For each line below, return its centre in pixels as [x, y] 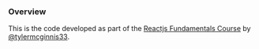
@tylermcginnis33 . [39, 37]
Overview [27, 12]
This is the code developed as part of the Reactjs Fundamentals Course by [129, 29]
